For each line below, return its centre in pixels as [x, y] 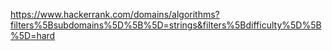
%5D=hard [33, 35]
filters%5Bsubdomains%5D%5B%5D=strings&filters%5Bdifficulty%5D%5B [166, 25]
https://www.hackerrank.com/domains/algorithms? [115, 14]
